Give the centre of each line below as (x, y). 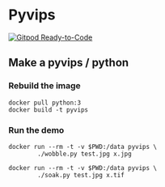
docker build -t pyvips (49, 110)
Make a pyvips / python (69, 63)
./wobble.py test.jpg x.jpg (85, 154)
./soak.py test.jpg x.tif (81, 175)
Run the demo (36, 130)
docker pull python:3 (45, 103)
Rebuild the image (44, 86)
